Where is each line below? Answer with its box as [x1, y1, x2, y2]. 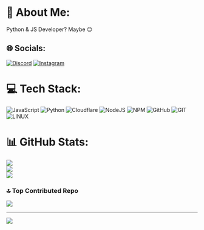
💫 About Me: [6, 5, 70, 19]
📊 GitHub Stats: [6, 135, 89, 148]
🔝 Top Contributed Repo [6, 186, 79, 195]
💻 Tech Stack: [6, 82, 81, 96]
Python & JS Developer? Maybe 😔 [6, 26, 93, 33]
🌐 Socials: [6, 43, 46, 54]
